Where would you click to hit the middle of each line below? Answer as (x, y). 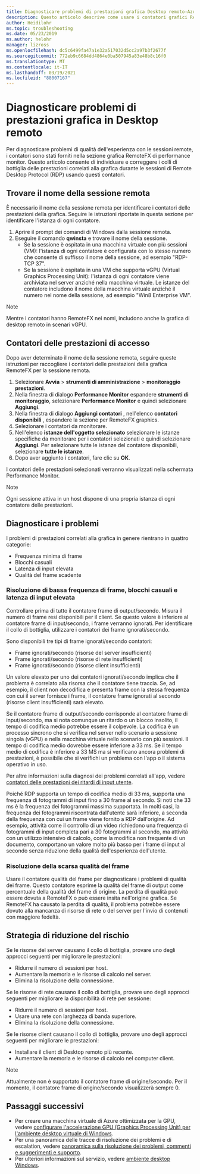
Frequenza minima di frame (48, 556)
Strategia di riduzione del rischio (68, 936)
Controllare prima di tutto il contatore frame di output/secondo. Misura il (94, 610)
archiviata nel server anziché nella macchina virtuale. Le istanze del (107, 282)
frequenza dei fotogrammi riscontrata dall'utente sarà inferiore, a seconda (97, 813)
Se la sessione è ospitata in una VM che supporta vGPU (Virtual (102, 270)
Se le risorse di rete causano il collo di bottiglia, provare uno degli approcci (98, 992)
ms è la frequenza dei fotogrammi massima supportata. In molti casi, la (93, 806)
